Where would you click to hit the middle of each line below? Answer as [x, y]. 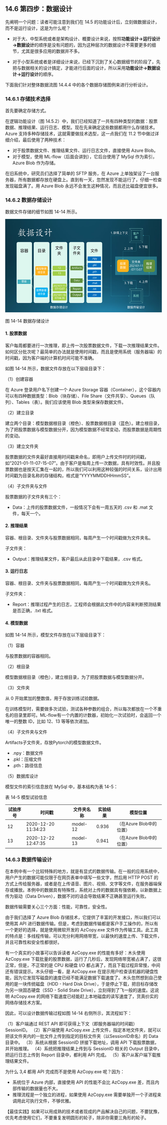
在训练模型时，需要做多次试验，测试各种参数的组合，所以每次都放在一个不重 [83, 709]
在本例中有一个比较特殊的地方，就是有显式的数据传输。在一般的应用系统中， [83, 871]
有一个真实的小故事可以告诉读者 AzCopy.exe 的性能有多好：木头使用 [75, 953]
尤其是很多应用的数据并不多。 [52, 51]
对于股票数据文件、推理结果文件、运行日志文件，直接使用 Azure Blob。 [85, 150]
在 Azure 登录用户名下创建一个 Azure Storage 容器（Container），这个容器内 [83, 389]
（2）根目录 [17, 667]
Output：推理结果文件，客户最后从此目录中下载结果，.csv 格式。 [79, 559]
